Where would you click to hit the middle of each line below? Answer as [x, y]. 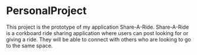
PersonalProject [46, 11]
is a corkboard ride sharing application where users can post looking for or [97, 33]
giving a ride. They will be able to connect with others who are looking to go [98, 39]
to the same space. [30, 46]
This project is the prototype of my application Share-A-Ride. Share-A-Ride [98, 27]
